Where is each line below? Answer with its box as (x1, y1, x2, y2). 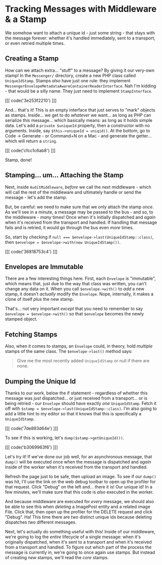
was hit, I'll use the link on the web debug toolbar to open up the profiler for (5, 479, 156, 485)
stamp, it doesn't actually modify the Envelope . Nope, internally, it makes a (5, 291, 154, 297)
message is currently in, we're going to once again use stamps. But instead (5, 549, 155, 555)
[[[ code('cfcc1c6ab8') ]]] (5, 147, 56, 153)
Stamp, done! (5, 157, 32, 163)
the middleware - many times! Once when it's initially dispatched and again (5, 214, 156, 220)
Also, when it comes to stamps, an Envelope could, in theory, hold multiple (5, 343, 153, 349)
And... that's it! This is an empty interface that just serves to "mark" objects (5, 107, 155, 113)
